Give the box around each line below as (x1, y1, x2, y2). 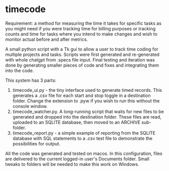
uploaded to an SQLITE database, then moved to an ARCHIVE (12, 119, 141, 125)
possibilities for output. (12, 140, 61, 147)
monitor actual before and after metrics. (5, 36, 88, 42)
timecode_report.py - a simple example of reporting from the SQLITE (12, 130, 156, 136)
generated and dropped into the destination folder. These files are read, (12, 113, 161, 120)
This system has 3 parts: (5, 77, 57, 83)
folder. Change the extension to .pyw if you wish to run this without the (12, 97, 160, 104)
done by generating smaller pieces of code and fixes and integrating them (5, 62, 159, 68)
